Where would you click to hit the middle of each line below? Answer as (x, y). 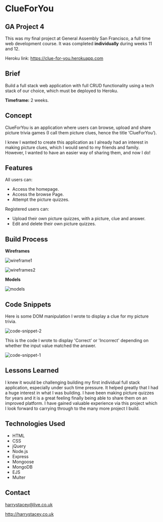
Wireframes (18, 251)
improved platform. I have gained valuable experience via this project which (81, 403)
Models (13, 279)
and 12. (12, 49)
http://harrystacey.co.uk (29, 514)
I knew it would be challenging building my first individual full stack (73, 382)
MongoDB (22, 467)
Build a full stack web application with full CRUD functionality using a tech (80, 85)
